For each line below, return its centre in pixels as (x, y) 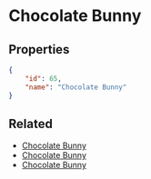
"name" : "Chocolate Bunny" (76, 87)
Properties (39, 50)
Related (31, 124)
